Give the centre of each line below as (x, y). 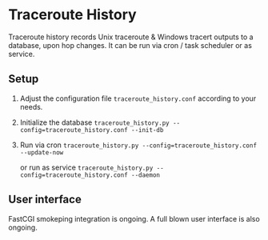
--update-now (42, 152)
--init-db (147, 130)
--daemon (145, 175)
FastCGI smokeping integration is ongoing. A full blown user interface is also (134, 218)
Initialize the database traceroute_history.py (94, 122)
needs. (31, 106)
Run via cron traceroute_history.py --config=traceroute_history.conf (138, 145)
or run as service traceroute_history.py (86, 167)
